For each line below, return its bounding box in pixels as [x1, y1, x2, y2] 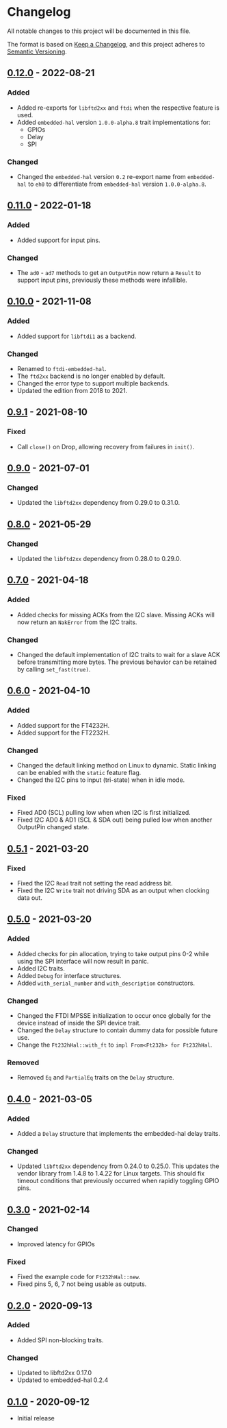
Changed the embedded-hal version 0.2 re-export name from [16, 172, 186, 180]
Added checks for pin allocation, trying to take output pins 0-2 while [16, 949, 209, 957]
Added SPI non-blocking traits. [16, 1335, 104, 1344]
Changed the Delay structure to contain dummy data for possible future [16, 1026, 218, 1034]
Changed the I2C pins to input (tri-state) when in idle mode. [16, 776, 185, 784]
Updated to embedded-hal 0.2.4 [16, 1376, 109, 1384]
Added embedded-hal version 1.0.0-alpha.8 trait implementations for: [16, 118, 211, 126]
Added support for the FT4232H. [16, 721, 110, 729]
